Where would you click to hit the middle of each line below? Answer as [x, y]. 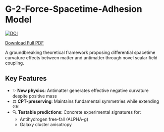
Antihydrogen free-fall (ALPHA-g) [54, 119]
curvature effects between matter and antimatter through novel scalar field [81, 57]
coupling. [15, 63]
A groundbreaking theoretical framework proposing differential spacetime [80, 52]
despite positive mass [34, 96]
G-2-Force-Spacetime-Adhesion [74, 9]
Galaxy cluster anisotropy [46, 124]
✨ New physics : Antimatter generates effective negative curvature [80, 90]
